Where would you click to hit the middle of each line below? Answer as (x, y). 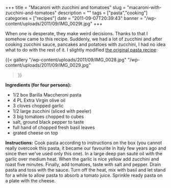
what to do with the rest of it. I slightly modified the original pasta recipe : (81, 50)
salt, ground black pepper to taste (48, 122)
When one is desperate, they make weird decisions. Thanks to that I (77, 33)
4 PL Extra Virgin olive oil (39, 100)
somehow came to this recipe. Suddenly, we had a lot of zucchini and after (84, 39)
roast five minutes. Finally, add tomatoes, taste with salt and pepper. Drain (83, 165)
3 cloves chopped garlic (38, 106)
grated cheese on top (35, 133)
